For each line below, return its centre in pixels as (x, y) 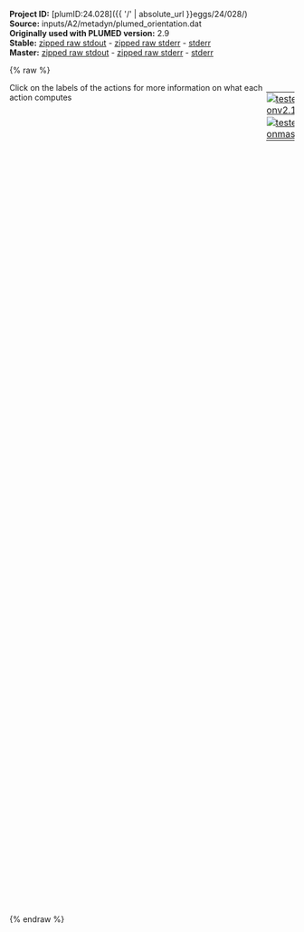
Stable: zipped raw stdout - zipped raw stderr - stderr (110, 43)
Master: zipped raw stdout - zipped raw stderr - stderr (112, 53)
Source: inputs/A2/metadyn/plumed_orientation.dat (105, 24)
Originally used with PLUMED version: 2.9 (90, 33)
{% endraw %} (37, 919)
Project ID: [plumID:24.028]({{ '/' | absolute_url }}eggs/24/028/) (128, 14)
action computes (41, 97)
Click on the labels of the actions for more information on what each (136, 88)
